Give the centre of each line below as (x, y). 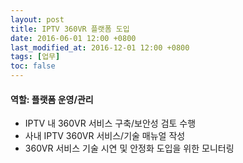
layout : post (37, 19)
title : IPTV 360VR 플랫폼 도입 (70, 29)
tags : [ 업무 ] (35, 57)
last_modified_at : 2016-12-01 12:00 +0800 (100, 47)
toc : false (33, 66)
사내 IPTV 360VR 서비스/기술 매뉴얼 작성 (105, 136)
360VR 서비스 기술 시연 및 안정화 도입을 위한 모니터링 (129, 148)
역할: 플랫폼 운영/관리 (52, 99)
